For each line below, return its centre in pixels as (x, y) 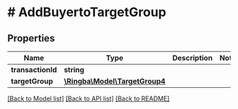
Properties (31, 38)
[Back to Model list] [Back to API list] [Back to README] (89, 98)
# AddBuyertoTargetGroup (87, 12)
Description (193, 58)
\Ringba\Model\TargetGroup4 (114, 81)
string (74, 70)
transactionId (34, 70)
